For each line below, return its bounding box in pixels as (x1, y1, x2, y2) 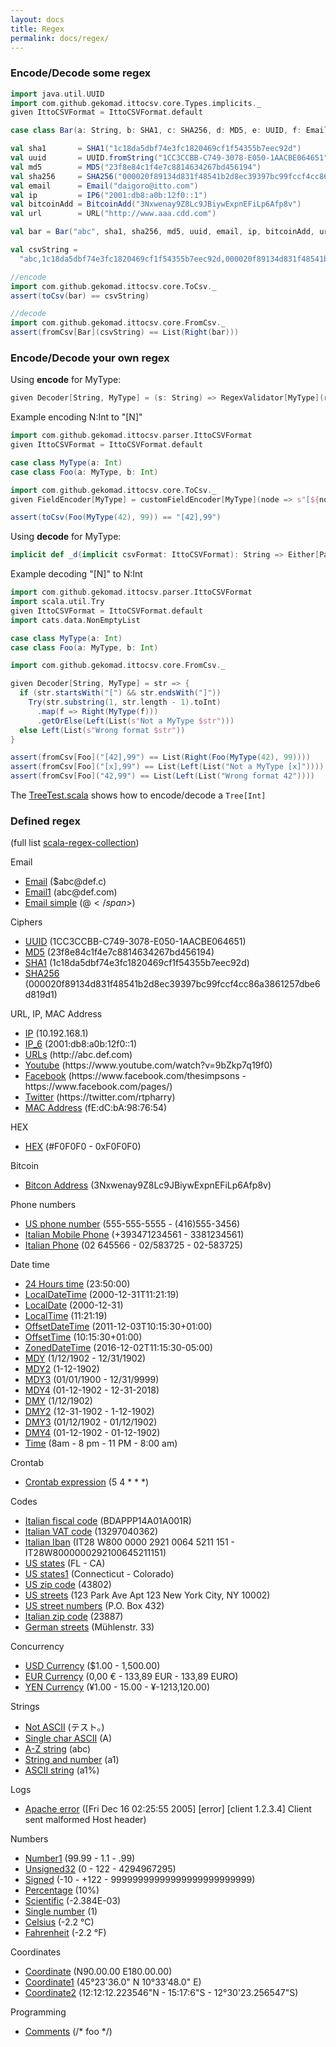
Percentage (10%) (24, 1884, 100, 1896)
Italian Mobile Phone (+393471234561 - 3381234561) (24, 1229, 245, 1241)
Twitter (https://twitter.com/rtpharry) (24, 1091, 176, 1103)
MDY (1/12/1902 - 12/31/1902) (24, 1352, 147, 1365)
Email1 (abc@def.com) (24, 886, 118, 898)
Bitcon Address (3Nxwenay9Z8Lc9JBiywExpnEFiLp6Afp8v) (24, 1179, 272, 1191)
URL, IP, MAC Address (10, 1008, 103, 1020)
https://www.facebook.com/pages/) (24, 1081, 173, 1093)
